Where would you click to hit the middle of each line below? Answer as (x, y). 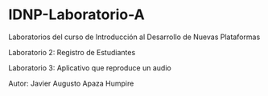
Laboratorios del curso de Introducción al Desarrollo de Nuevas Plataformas (134, 37)
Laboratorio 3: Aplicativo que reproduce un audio (90, 68)
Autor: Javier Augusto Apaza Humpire (71, 83)
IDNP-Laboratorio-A (76, 15)
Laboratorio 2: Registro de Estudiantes (72, 52)
